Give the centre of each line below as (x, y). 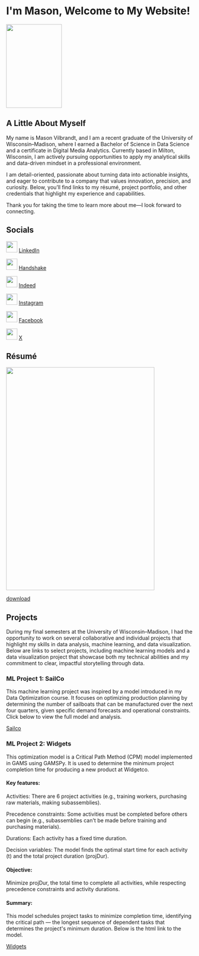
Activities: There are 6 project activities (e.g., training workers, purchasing (97, 796)
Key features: (23, 783)
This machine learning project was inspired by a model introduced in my (94, 691)
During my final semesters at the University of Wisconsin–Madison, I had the (99, 632)
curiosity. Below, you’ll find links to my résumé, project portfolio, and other (97, 187)
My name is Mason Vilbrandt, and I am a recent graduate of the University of (99, 137)
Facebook (31, 320)
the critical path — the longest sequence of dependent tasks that (85, 922)
